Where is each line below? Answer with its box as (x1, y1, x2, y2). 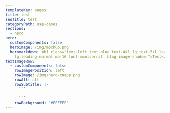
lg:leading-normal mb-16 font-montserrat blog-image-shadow (14, 54, 146, 59)
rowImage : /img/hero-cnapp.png (14, 73, 80, 78)
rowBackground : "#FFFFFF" (14, 100, 69, 105)
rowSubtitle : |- (14, 82, 49, 87)
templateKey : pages (5, 7, 47, 13)
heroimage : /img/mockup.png (10, 45, 69, 50)
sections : (5, 26, 26, 31)
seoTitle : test (5, 17, 37, 22)
